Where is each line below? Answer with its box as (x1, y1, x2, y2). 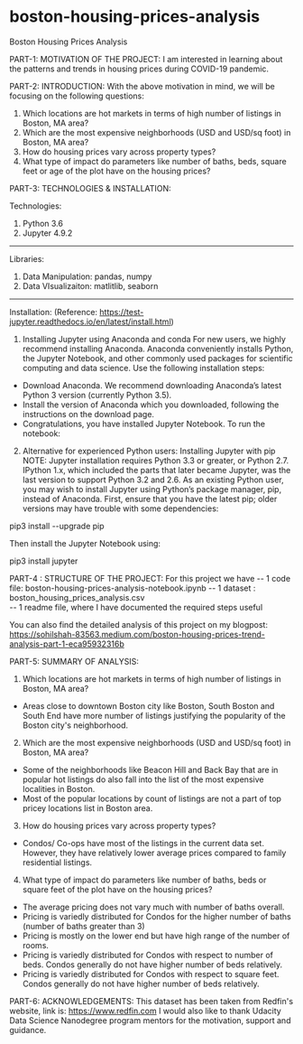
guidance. (9, 1024, 47, 1035)
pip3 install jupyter (9, 555, 78, 566)
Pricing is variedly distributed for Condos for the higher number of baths (22, 910, 291, 922)
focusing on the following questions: (9, 90, 144, 101)
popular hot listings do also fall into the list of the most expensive (22, 774, 264, 785)
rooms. (22, 939, 50, 950)
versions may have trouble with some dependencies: (22, 503, 219, 514)
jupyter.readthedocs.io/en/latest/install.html (9, 316, 171, 327)
